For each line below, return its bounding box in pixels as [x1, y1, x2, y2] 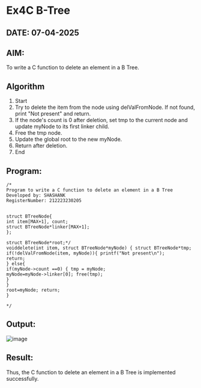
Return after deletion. [14, 142, 68, 149]
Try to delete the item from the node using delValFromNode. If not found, [14, 103, 195, 111]
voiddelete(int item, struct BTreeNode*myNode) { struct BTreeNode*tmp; [6, 245, 192, 251]
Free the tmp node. [14, 129, 62, 137]
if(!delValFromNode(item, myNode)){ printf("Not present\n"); [6, 250, 165, 256]
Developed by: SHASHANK [6, 192, 66, 199]
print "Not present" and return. [14, 110, 91, 117]
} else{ [6, 261, 26, 267]
